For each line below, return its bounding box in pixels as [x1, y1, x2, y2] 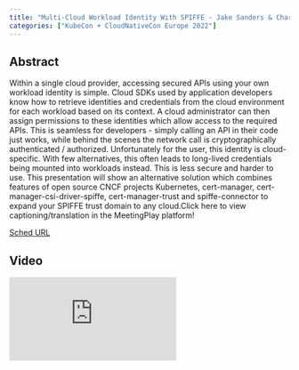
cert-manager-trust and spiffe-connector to [108, 191, 269, 202]
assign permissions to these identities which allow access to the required [9, 116, 278, 126]
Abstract [9, 54, 60, 69]
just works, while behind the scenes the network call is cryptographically [9, 134, 277, 145]
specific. [9, 153, 42, 165]
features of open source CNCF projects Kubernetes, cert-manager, [9, 181, 255, 192]
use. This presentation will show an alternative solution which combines [9, 173, 273, 183]
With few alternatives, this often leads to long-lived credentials [43, 153, 272, 165]
